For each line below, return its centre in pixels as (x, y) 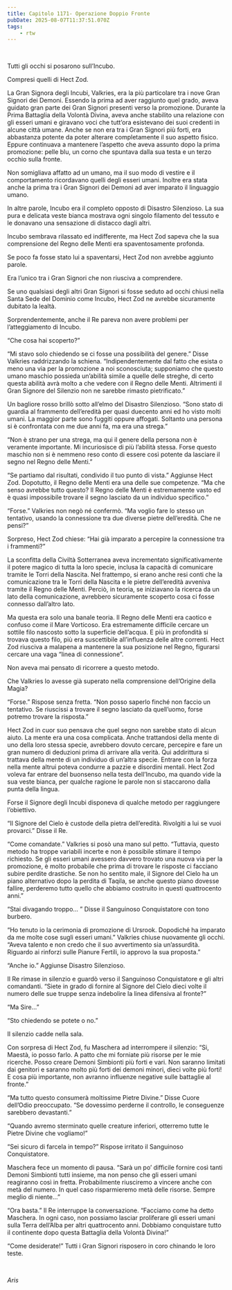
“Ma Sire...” (23, 1007)
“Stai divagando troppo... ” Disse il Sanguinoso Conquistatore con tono (108, 909)
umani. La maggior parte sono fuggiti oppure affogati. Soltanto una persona (115, 419)
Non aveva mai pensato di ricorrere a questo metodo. (83, 668)
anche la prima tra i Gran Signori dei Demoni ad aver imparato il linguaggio (113, 187)
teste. (15, 1253)
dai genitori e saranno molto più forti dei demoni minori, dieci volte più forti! (115, 1069)
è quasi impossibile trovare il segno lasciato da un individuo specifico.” (108, 497)
